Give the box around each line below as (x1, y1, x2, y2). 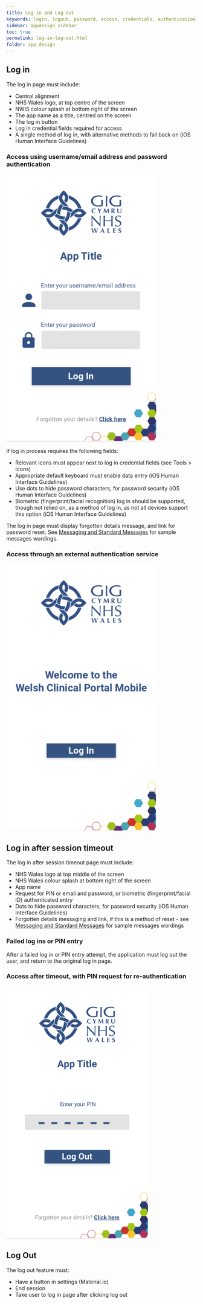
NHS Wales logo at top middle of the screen (14, 870, 124, 878)
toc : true (6, 29, 31, 35)
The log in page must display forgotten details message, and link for (6, 522, 176, 530)
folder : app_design (6, 42, 56, 48)
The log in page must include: (6, 80, 80, 88)
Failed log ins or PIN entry (6, 937, 83, 945)
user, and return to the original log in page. (6, 957, 113, 965)
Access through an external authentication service (6, 550, 159, 559)
